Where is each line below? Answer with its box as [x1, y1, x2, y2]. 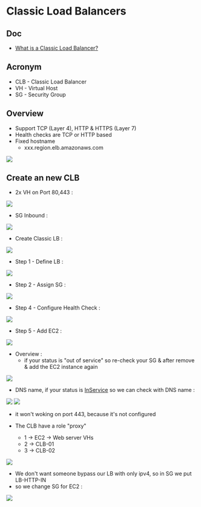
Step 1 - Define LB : [15, 258, 64, 265]
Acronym [6, 62, 42, 72]
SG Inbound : [15, 212, 48, 219]
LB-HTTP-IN [15, 477, 47, 484]
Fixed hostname [15, 138, 56, 145]
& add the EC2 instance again [24, 363, 98, 371]
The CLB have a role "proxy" [15, 422, 87, 429]
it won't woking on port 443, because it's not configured [15, 411, 156, 418]
